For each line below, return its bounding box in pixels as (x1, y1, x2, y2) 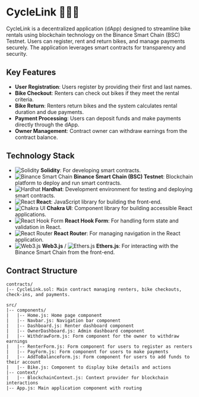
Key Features (6, 68, 56, 78)
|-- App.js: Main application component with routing (6, 385, 143, 391)
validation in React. (14, 223, 62, 230)
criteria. (14, 96, 34, 103)
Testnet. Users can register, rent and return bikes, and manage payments (6, 37, 185, 45)
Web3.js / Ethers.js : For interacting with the (42, 242, 179, 249)
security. (6, 50, 28, 57)
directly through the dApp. (14, 121, 80, 128)
